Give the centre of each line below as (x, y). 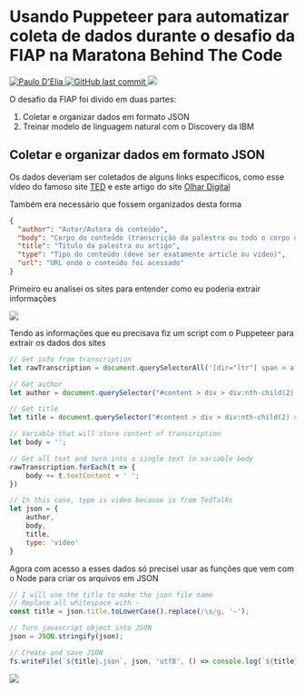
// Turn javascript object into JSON (81, 628)
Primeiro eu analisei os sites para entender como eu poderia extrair (135, 289)
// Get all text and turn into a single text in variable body (132, 459)
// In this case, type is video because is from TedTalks (121, 500)
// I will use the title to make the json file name (111, 595)
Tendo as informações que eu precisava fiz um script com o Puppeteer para (152, 332)
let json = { (34, 509)
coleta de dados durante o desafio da (152, 36)
